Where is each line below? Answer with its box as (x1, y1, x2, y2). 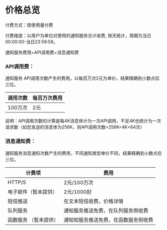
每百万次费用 (32, 95, 63, 102)
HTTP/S (7, 179, 26, 186)
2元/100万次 (64, 179, 93, 186)
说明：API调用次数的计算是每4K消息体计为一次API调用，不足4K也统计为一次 (5, 118, 162, 124)
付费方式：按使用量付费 (5, 22, 53, 28)
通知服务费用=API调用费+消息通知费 (5, 49, 79, 55)
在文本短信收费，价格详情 (64, 198, 124, 205)
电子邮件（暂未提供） (7, 188, 58, 195)
